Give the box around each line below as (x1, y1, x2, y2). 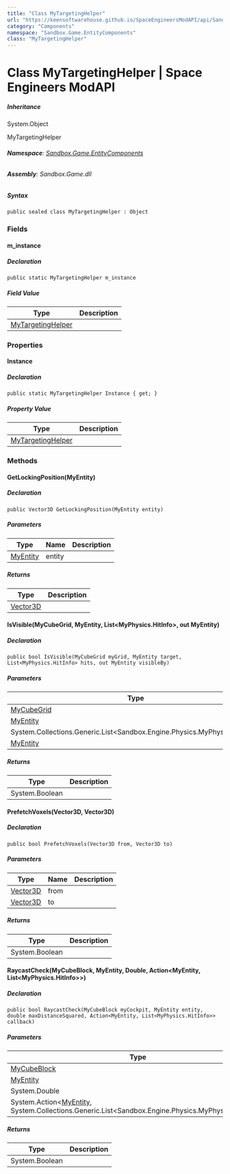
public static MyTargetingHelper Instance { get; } (7, 390, 157, 398)
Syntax (7, 191, 29, 199)
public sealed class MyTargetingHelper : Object (7, 208, 149, 216)
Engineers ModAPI (7, 80, 116, 95)
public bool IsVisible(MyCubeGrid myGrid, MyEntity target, (7, 654, 183, 661)
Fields (7, 224, 28, 234)
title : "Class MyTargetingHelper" (7, 10, 106, 17)
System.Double (10, 1086, 60, 1096)
